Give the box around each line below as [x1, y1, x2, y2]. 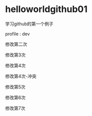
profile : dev [5, 31, 30, 37]
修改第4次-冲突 [5, 73, 36, 79]
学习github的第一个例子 [5, 21, 53, 27]
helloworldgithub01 [5, 4, 87, 15]
